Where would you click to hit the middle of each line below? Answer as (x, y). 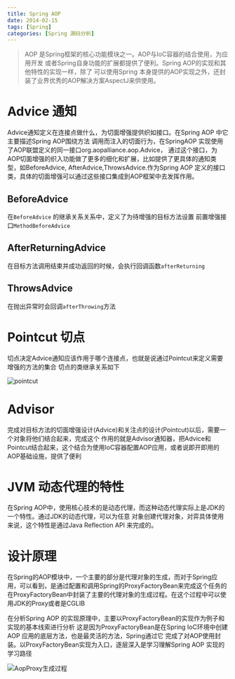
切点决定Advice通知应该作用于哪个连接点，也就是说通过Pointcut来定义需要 (115, 358)
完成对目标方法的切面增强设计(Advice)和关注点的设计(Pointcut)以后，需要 (114, 429)
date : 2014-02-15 (33, 20)
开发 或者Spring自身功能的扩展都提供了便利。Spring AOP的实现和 (125, 63)
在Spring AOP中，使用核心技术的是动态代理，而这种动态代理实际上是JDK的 (116, 507)
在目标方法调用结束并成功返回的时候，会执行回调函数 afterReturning (106, 266)
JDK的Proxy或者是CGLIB (49, 603)
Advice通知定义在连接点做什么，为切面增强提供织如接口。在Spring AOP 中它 (118, 132)
